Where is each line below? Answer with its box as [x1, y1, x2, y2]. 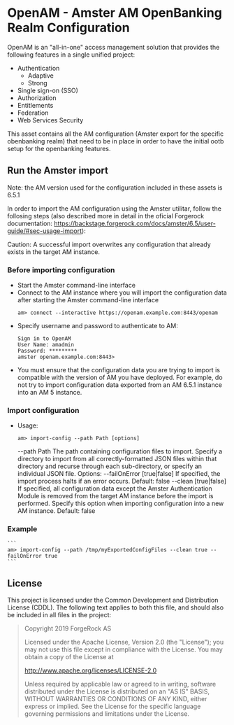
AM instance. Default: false [17, 507, 96, 515]
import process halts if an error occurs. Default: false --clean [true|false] [17, 477, 227, 486]
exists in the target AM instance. [7, 247, 100, 256]
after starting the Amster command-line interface [17, 296, 159, 304]
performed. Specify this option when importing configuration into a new [17, 499, 224, 508]
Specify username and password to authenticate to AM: [17, 322, 178, 330]
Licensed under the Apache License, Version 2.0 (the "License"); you [24, 638, 224, 647]
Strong [27, 78, 47, 87]
